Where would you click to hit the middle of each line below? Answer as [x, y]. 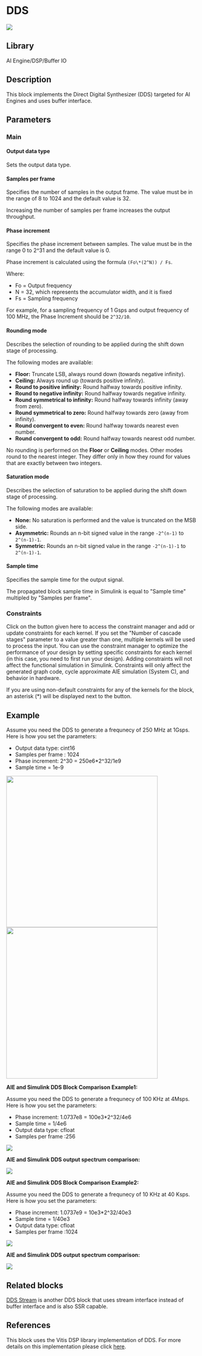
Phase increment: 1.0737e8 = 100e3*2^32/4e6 [73, 1117]
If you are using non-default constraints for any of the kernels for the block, [100, 690]
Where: [15, 274]
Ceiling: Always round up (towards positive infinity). [80, 380]
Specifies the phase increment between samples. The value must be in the [99, 244]
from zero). [29, 406]
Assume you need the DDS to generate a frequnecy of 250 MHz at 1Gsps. [98, 730]
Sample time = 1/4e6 [41, 1123]
